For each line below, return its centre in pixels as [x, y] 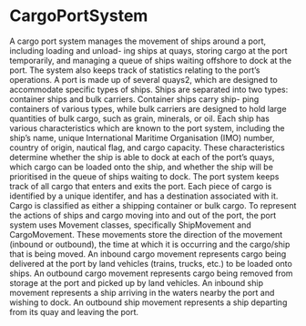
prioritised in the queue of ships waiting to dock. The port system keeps [144, 176]
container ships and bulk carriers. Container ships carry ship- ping [134, 99]
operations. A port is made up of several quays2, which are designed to [143, 79]
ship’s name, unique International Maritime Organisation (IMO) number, [142, 138]
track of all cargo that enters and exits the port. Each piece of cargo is [141, 186]
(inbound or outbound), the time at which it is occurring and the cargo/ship [150, 244]
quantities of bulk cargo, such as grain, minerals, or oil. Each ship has [140, 118]
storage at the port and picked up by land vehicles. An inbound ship [137, 282]
